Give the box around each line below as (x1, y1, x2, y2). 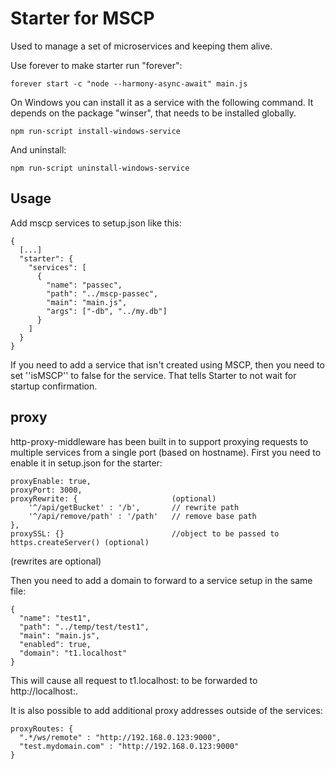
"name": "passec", (46, 280, 123, 290)
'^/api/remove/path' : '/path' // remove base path (28, 511, 257, 521)
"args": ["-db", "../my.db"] (46, 306, 168, 316)
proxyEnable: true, (10, 476, 92, 486)
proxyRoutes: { (10, 723, 74, 734)
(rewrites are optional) (10, 555, 102, 567)
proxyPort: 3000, (10, 485, 83, 495)
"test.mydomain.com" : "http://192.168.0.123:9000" (19, 741, 240, 751)
